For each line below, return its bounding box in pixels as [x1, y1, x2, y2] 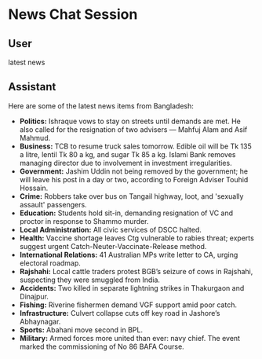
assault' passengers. [19, 200, 88, 209]
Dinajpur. [19, 291, 49, 301]
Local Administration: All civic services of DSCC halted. [19, 225, 202, 234]
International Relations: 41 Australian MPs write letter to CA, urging [19, 250, 238, 259]
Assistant [8, 80, 56, 93]
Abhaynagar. [19, 317, 61, 326]
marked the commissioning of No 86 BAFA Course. [19, 342, 184, 351]
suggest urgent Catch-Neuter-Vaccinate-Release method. [19, 241, 207, 251]
